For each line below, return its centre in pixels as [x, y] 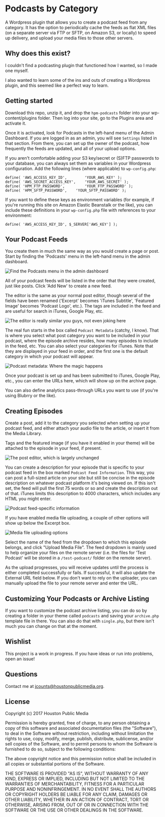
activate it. [16, 123]
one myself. [17, 70]
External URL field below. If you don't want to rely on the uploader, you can [81, 578]
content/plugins [21, 118]
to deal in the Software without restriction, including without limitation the [79, 733]
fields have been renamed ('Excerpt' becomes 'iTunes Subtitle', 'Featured [80, 301]
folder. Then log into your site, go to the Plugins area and [96, 118]
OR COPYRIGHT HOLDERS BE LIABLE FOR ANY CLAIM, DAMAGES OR [76, 794]
